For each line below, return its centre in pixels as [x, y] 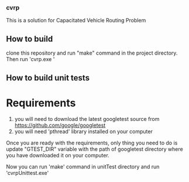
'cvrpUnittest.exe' [28, 173]
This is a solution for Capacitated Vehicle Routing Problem [76, 21]
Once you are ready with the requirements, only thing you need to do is [92, 143]
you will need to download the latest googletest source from [87, 119]
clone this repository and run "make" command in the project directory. [92, 53]
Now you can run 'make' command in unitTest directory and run [83, 167]
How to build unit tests [48, 78]
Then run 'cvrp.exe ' [30, 59]
